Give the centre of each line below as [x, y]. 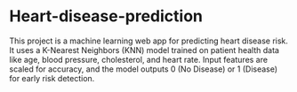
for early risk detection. [52, 78]
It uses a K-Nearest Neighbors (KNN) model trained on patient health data [144, 50]
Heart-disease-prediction [106, 16]
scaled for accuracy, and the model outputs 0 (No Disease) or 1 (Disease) [144, 69]
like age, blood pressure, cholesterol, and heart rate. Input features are [139, 59]
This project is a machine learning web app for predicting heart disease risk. [149, 41]
